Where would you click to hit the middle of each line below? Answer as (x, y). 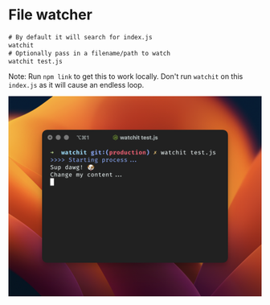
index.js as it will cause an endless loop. (76, 84)
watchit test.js (35, 61)
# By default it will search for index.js (80, 37)
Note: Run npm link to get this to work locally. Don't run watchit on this (126, 76)
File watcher (50, 15)
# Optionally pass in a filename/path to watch (90, 53)
